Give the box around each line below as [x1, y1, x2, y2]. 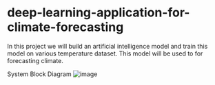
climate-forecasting [7, 19, 124, 35]
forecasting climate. [7, 56, 64, 64]
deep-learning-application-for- [7, 5, 190, 21]
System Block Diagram [7, 70, 72, 78]
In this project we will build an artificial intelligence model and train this [7, 42, 208, 50]
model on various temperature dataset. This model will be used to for [7, 49, 203, 58]
